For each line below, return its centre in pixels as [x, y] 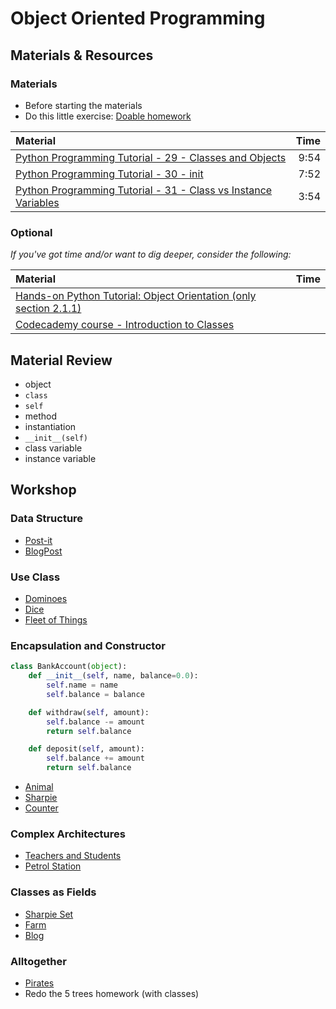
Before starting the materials [83, 105]
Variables [37, 202]
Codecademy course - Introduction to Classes [125, 325]
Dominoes [46, 598]
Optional [31, 232]
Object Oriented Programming [138, 18]
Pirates [39, 983]
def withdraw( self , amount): [89, 712]
